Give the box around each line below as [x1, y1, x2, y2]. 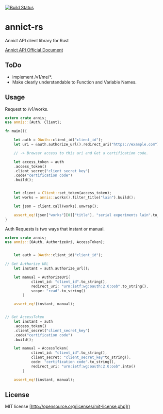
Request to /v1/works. [5, 106, 49, 112]
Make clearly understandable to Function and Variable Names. [12, 79, 137, 85]
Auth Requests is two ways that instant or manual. [5, 226, 105, 232]
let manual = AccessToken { [14, 346, 68, 351]
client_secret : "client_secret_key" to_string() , [31, 355, 131, 360]
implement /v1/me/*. [12, 74, 52, 80]
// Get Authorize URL [5, 262, 49, 266]
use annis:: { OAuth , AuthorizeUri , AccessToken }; [5, 240, 105, 245]
